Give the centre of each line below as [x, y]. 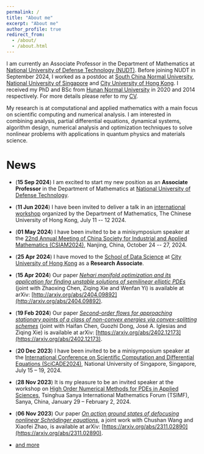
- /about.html [30, 47]
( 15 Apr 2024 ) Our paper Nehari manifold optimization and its [93, 275]
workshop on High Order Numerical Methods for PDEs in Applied [97, 389]
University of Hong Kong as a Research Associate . [80, 263]
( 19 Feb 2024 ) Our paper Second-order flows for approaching [94, 313]
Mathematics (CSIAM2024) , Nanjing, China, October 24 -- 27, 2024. [101, 245]
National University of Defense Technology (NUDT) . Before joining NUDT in [101, 70]
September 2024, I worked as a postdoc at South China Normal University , [100, 76]
